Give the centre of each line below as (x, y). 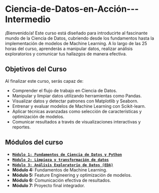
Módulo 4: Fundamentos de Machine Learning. (60, 169)
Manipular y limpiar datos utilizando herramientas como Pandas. (77, 96)
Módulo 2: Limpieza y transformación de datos (60, 160)
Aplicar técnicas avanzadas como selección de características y (77, 111)
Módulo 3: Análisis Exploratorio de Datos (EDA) (63, 165)
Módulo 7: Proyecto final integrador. (48, 185)
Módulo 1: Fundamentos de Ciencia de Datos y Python (67, 155)
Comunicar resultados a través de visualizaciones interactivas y (76, 121)
